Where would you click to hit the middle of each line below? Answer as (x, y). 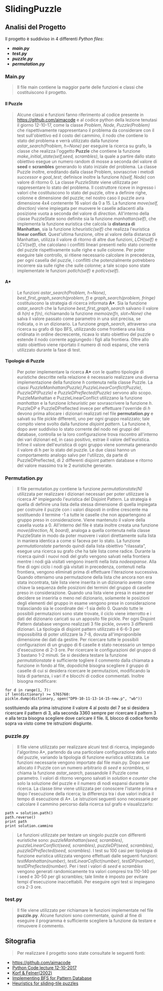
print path (16, 821)
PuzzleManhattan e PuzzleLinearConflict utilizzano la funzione (80, 398)
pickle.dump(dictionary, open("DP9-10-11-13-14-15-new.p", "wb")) (74, 699)
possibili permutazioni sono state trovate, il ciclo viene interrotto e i (84, 614)
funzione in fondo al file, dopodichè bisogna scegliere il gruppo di (83, 666)
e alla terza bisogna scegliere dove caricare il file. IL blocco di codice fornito (81, 718)
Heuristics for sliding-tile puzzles (45, 983)
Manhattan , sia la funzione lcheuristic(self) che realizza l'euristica (83, 229)
